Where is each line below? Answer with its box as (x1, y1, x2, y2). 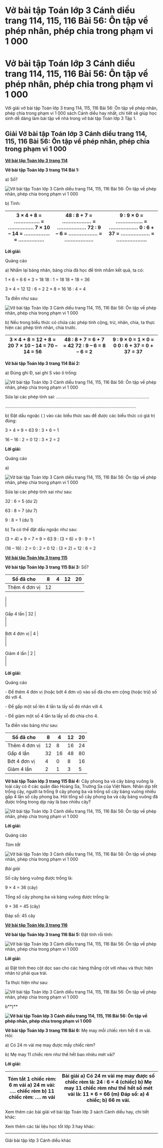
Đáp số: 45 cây (5, 912, 35, 918)
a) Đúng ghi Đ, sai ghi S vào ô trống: (5, 370, 78, 376)
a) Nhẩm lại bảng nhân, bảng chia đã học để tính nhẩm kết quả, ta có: (5, 267, 144, 273)
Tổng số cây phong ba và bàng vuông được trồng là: (5, 894, 110, 900)
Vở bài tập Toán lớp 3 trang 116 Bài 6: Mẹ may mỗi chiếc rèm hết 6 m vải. (5, 1028, 151, 1033)
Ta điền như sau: (5, 295, 39, 301)
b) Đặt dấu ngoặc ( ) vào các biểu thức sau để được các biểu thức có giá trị (5, 412, 155, 418)
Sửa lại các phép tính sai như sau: (5, 489, 73, 495)
